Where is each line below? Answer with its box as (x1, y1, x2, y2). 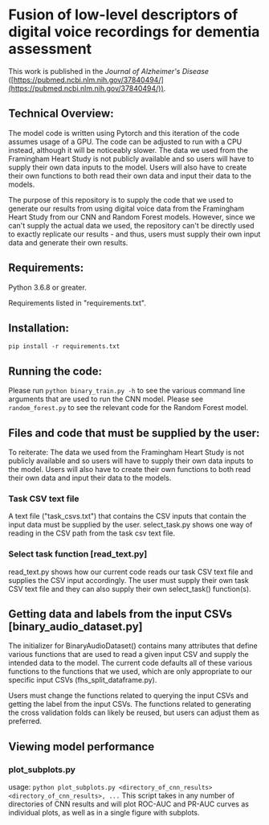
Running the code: (8, 364, 103, 378)
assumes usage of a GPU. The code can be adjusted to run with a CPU (8, 137, 243, 146)
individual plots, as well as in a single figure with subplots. (8, 808, 200, 818)
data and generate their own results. (8, 237, 128, 247)
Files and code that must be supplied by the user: (8, 426, 260, 440)
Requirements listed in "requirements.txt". (8, 298, 146, 307)
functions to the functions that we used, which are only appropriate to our (8, 667, 253, 676)
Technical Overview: (8, 107, 114, 121)
